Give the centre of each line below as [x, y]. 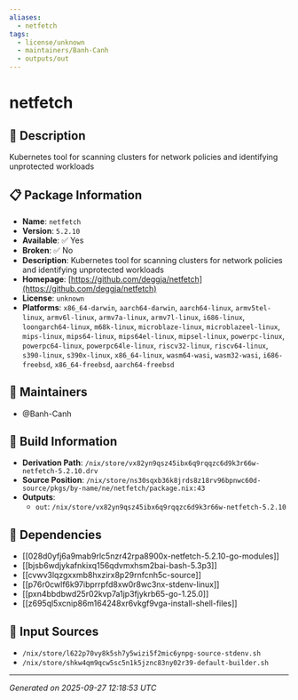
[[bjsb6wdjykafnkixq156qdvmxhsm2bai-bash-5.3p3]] [119, 566]
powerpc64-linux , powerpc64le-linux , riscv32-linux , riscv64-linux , [145, 345]
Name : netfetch [51, 221]
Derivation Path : [52, 463]
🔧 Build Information [63, 442]
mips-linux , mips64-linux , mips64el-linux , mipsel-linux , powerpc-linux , [153, 335]
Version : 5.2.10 [51, 230]
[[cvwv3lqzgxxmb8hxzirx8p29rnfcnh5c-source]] [112, 575]
